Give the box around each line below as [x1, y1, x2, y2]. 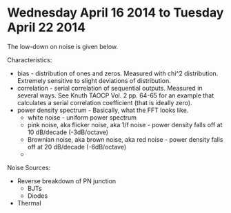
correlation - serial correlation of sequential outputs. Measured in [17, 84, 203, 92]
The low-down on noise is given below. [7, 42, 119, 50]
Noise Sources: [7, 163, 51, 172]
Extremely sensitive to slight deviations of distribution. [17, 76, 171, 84]
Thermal [17, 198, 41, 207]
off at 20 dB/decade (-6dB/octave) [27, 142, 127, 151]
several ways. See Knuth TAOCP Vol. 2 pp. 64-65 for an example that [17, 91, 214, 100]
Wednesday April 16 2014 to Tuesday [7, 5, 224, 21]
